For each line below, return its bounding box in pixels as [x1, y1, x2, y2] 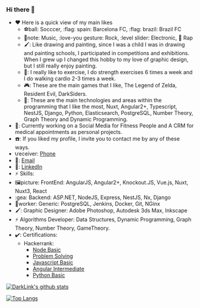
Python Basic [32, 272, 65, 279]
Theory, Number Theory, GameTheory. [14, 224, 110, 232]
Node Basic [32, 246, 61, 254]
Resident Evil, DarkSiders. [23, 90, 87, 97]
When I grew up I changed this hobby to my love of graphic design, [23, 56, 189, 63]
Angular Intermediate [32, 266, 85, 273]
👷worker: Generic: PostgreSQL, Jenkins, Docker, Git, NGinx [14, 200, 161, 208]
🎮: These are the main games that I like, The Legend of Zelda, [23, 82, 177, 89]
